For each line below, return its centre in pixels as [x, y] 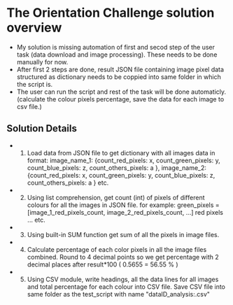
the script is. [35, 84]
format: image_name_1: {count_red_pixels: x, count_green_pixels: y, [124, 160]
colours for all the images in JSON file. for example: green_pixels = [123, 205]
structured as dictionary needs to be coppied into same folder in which [119, 77]
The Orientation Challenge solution [111, 13]
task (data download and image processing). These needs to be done [117, 55]
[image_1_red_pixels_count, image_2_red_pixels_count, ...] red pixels [125, 212]
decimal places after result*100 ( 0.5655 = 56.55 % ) [103, 264]
